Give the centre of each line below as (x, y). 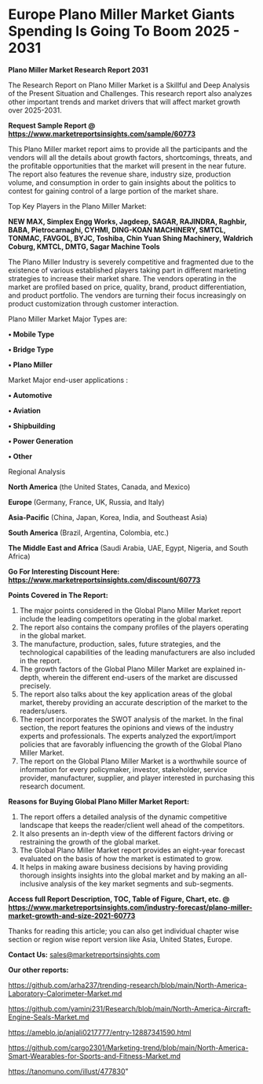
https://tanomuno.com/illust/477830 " (68, 1071)
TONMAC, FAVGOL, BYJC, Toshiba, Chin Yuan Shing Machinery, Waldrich (131, 238)
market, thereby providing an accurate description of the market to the (133, 702)
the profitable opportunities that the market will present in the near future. (127, 165)
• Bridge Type (31, 349)
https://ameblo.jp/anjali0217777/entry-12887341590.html (100, 1032)
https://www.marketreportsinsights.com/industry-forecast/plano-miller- (130, 907)
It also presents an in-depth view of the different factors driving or (126, 833)
